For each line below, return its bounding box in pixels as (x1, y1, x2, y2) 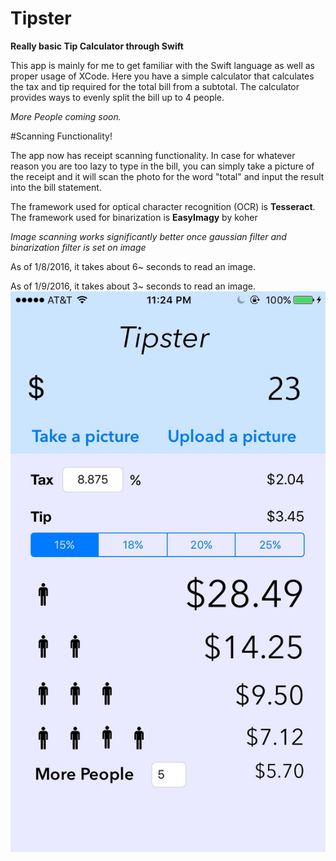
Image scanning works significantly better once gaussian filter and (10, 230, 287, 242)
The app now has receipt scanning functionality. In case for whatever (10, 149, 296, 161)
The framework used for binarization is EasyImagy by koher (10, 211, 258, 223)
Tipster (10, 7, 72, 30)
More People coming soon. (10, 110, 122, 122)
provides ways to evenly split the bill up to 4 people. (10, 91, 225, 103)
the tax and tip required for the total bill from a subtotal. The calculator (10, 80, 300, 92)
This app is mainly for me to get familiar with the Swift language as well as (10, 59, 315, 71)
